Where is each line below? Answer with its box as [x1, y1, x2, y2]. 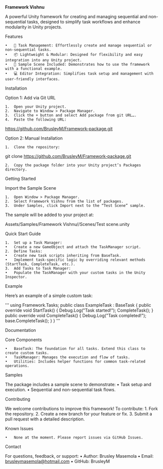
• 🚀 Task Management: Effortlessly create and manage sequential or [5, 43, 152, 48]
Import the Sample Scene [5, 185, 56, 191]
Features [5, 34, 23, 39]
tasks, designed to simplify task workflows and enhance [26, 19, 140, 25]
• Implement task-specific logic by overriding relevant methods [5, 257, 146, 262]
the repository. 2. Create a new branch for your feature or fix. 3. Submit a [5, 411, 153, 417]
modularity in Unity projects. [5, 24, 62, 30]
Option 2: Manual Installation [5, 135, 63, 141]
